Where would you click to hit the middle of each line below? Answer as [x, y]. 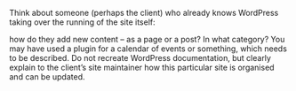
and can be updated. [48, 77]
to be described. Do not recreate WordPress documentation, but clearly [140, 58]
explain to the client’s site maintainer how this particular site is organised [142, 67]
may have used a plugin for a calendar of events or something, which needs [148, 49]
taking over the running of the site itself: [82, 22]
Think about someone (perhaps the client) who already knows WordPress [144, 13]
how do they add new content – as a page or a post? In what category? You [147, 39]
